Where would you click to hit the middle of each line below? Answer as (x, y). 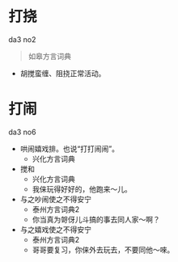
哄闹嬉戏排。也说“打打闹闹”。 (70, 148)
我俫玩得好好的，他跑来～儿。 (82, 189)
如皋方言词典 (49, 56)
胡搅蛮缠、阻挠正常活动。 (63, 73)
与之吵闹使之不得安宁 (55, 199)
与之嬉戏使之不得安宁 (55, 229)
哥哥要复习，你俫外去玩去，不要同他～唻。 (103, 249)
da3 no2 (22, 39)
